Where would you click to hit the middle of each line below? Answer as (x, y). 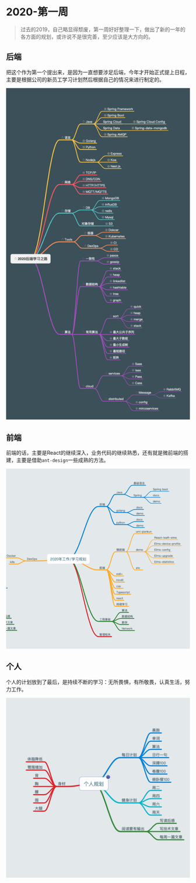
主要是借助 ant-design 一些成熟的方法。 (62, 460)
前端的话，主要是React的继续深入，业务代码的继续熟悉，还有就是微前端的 (95, 452)
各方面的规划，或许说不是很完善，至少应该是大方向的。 (87, 36)
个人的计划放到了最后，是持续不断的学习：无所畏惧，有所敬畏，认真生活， (95, 682)
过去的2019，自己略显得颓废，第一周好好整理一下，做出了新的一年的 (103, 29)
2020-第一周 (37, 12)
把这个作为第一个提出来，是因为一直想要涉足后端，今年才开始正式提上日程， (98, 72)
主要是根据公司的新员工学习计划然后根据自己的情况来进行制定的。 (85, 79)
